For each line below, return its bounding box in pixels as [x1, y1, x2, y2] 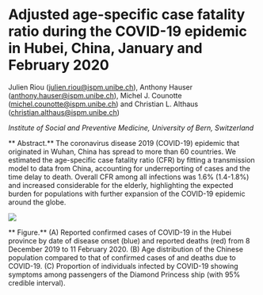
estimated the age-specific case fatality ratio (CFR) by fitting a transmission [8, 155, 255, 164]
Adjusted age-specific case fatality [8, 6, 246, 24]
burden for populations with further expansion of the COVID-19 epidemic [8, 189, 246, 198]
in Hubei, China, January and [8, 40, 203, 57]
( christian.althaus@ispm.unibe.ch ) [8, 107, 120, 117]
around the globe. [8, 197, 67, 207]
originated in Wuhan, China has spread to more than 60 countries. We [8, 147, 236, 156]
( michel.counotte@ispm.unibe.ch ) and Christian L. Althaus [8, 99, 199, 109]
